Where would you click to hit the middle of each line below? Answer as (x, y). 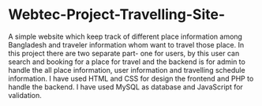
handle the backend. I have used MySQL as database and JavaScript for (125, 87)
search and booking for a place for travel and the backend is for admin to (127, 62)
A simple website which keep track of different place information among (125, 36)
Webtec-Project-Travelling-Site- (117, 15)
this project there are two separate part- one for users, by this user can (124, 53)
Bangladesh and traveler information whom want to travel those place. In (126, 44)
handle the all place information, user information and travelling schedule (127, 70)
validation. (25, 95)
